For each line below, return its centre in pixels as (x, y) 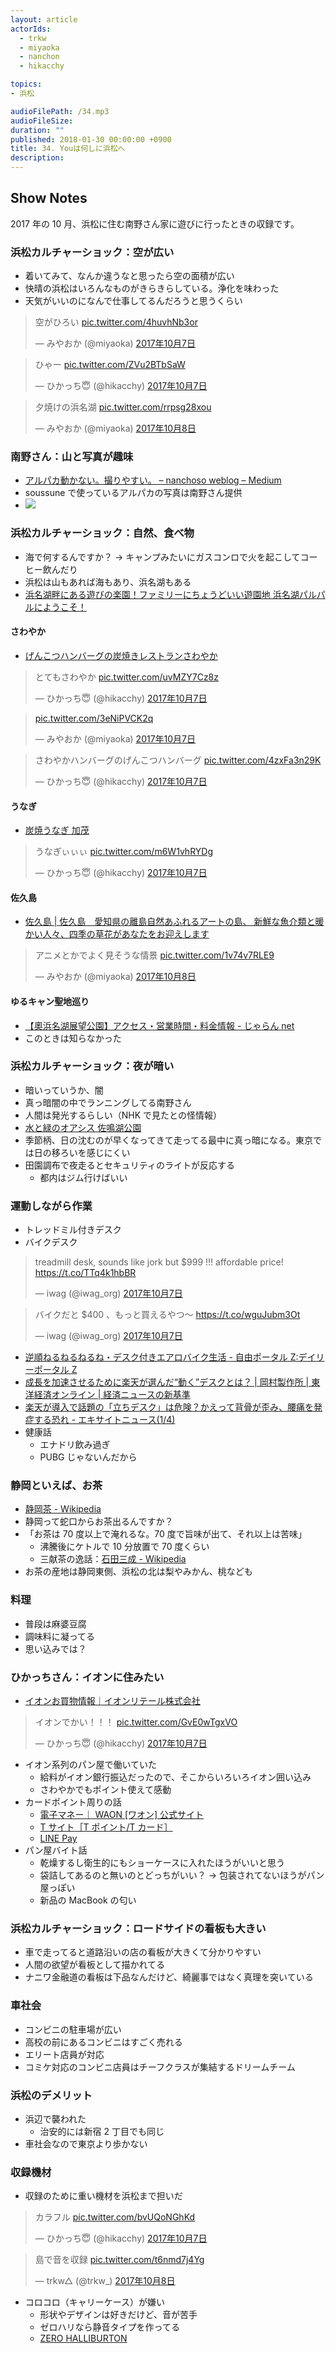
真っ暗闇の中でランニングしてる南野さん (108, 1102)
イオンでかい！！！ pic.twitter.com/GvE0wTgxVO (136, 1722)
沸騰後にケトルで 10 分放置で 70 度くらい (124, 1547)
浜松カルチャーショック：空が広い (92, 252)
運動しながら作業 (51, 1206)
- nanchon (39, 57)
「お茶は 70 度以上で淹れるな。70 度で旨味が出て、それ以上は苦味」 (165, 1534)
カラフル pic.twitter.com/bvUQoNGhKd (115, 2217)
